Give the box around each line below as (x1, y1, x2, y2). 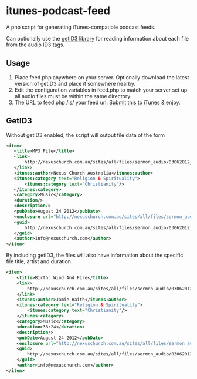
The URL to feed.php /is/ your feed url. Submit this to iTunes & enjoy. (14, 99, 181, 106)
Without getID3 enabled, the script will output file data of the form (6, 131, 165, 139)
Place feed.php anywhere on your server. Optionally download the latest (14, 73, 189, 81)
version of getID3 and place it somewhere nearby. (14, 80, 136, 87)
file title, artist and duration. (6, 258, 73, 265)
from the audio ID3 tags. (6, 41, 65, 48)
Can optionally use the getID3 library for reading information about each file (6, 35, 189, 42)
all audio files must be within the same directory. (14, 92, 132, 99)
